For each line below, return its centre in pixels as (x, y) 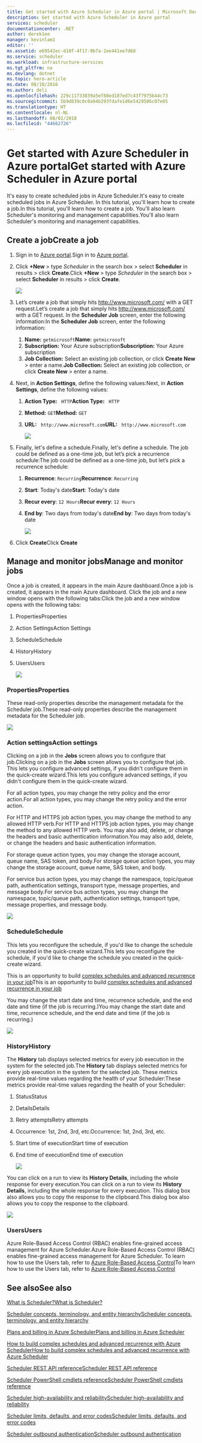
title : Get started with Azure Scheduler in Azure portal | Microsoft (97, 12)
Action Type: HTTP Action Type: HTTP (72, 401)
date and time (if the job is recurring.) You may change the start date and (96, 1007)
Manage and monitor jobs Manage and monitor (95, 561)
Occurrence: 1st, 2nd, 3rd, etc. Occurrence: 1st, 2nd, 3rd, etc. (91, 1131)
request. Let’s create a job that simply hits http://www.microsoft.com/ (100, 308)
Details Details (32, 1108)
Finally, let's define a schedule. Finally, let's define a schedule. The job (102, 447)
